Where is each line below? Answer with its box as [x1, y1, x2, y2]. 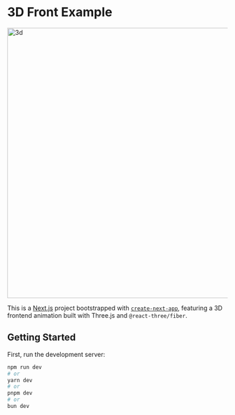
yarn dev [7, 377, 33, 384]
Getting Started [7, 332, 76, 344]
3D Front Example [7, 4, 113, 20]
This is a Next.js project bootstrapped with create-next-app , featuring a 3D [7, 304, 222, 312]
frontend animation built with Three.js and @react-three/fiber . [7, 311, 187, 319]
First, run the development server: [7, 350, 106, 358]
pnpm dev [7, 390, 33, 397]
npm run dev [7, 363, 42, 371]
